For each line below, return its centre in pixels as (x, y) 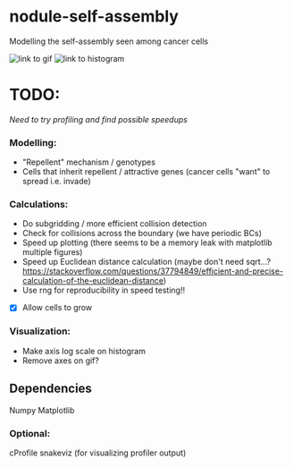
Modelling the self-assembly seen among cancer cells (109, 41)
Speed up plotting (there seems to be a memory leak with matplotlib (147, 242)
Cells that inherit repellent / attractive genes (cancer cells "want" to (146, 172)
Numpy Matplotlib (42, 410)
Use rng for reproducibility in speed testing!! (104, 290)
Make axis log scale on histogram (84, 351)
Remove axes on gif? (61, 361)
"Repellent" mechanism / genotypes (89, 162)
